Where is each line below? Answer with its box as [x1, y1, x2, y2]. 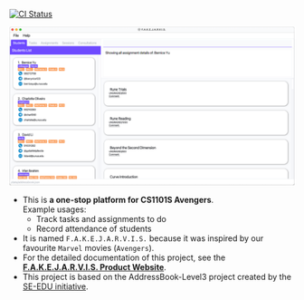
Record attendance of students [35, 223, 152, 234]
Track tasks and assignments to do [35, 213, 167, 224]
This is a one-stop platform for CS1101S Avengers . [22, 194, 214, 205]
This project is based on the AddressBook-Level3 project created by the [22, 271, 292, 282]
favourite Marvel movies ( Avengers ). [22, 242, 155, 253]
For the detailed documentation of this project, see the [22, 252, 226, 263]
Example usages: [22, 204, 87, 215]
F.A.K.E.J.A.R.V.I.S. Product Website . [22, 261, 167, 272]
